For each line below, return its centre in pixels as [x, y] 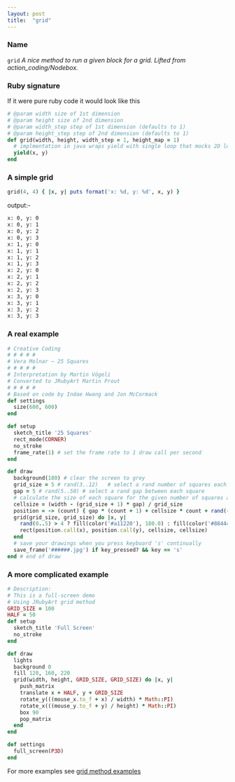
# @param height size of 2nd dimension [65, 120]
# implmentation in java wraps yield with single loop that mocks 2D [117, 147]
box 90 [29, 713]
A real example [33, 334]
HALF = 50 [22, 615]
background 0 [33, 667]
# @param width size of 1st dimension [64, 114]
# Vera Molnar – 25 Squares [48, 362]
